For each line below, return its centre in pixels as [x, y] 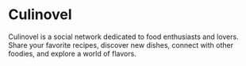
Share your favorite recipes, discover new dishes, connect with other [121, 45]
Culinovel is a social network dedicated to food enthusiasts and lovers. [124, 37]
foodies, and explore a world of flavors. [72, 53]
